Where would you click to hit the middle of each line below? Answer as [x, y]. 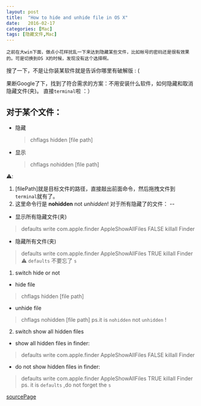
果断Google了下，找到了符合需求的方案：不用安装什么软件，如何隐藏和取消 [100, 84]
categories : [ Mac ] [29, 29]
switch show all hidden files [49, 331]
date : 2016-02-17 [31, 23]
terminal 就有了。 [37, 196]
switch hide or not [37, 273]
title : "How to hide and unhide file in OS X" [67, 18]
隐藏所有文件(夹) [36, 241]
